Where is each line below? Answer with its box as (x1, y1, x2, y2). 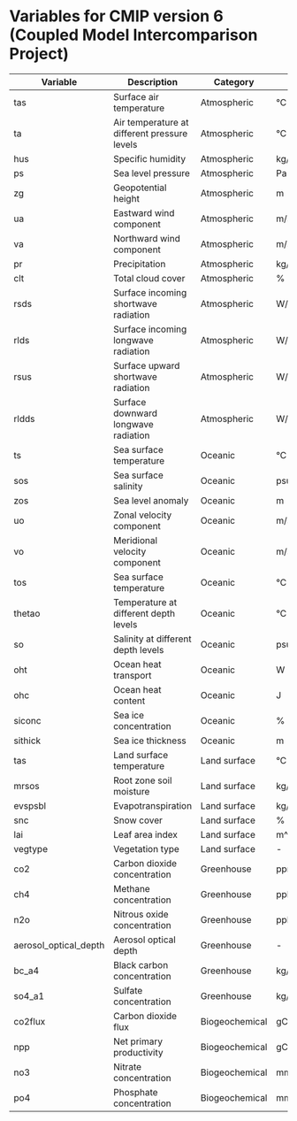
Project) (9, 44, 69, 64)
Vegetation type (113, 842, 179, 855)
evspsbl (13, 799, 47, 811)
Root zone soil (113, 774, 172, 787)
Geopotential (113, 181, 167, 194)
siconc (13, 714, 42, 726)
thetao (13, 607, 41, 619)
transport (113, 669, 152, 681)
